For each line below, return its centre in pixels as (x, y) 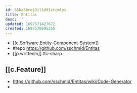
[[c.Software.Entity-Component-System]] (56, 43)
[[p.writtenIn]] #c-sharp (37, 54)
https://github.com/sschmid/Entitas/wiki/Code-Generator (72, 81)
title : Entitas (21, 15)
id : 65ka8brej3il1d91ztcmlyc (36, 10)
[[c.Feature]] (26, 69)
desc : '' (14, 19)
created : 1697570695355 (30, 29)
